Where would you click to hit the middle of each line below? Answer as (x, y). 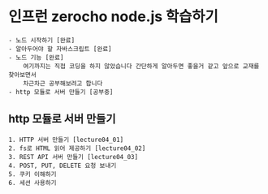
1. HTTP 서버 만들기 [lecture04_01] (66, 140)
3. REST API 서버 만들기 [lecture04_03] (73, 157)
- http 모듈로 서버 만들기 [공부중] (61, 92)
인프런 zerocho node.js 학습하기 (113, 17)
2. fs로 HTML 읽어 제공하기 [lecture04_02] (77, 148)
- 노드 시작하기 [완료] (42, 40)
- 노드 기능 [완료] (36, 58)
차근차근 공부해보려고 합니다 (63, 83)
